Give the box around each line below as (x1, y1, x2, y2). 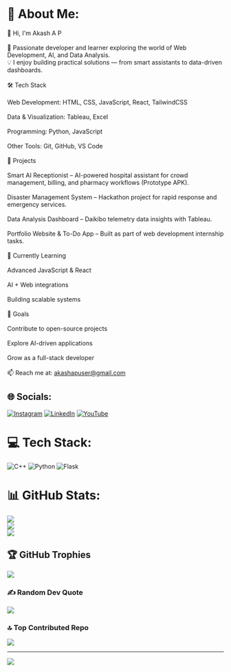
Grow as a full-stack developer (7, 353, 95, 361)
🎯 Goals (7, 309, 30, 318)
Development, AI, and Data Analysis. (7, 51, 111, 59)
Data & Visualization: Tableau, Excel (7, 113, 109, 121)
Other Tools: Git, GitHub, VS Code (7, 142, 103, 150)
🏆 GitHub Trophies (7, 549, 91, 561)
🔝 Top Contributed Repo (7, 623, 89, 632)
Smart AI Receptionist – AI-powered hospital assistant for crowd (7, 171, 188, 179)
